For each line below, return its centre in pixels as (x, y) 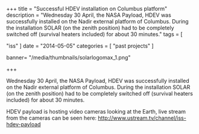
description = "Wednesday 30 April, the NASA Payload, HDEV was (89, 15)
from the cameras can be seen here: (52, 118)
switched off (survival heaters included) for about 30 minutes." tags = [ (94, 34)
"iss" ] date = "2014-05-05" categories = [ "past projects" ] (80, 46)
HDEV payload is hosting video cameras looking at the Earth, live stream (96, 111)
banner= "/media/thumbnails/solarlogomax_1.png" (68, 57)
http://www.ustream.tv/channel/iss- (142, 118)
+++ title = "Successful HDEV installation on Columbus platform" (87, 9)
